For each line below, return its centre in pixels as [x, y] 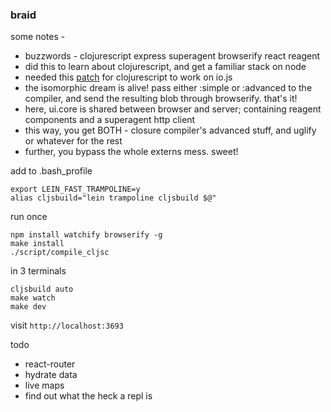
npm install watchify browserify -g [86, 235]
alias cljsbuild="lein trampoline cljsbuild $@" [113, 198]
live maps [44, 385]
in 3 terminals [38, 271]
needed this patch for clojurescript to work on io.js [128, 77]
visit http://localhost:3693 [67, 325]
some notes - [38, 37]
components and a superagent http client [110, 120]
